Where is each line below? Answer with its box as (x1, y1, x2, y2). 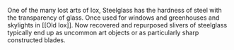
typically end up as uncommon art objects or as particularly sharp (7, 28, 199, 37)
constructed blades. (7, 36, 66, 44)
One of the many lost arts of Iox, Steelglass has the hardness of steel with (7, 6, 223, 14)
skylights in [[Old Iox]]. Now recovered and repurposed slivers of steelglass (7, 21, 228, 29)
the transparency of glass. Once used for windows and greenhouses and (7, 13, 220, 22)
